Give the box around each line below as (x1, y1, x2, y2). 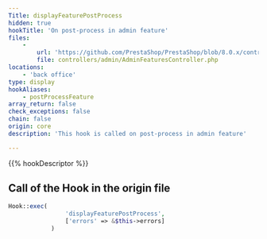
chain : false (8, 115, 52, 123)
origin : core (8, 122, 52, 130)
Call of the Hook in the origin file (8, 182, 171, 195)
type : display (8, 78, 56, 86)
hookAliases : (8, 85, 52, 94)
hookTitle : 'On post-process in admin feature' (8, 26, 169, 34)
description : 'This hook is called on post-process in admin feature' (8, 129, 247, 137)
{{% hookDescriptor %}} (8, 158, 89, 168)
